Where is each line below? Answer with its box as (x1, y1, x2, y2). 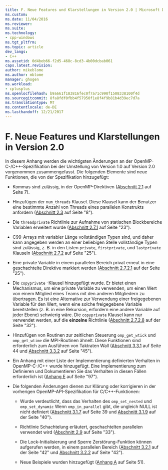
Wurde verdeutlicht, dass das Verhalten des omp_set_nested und (19, 398, 152, 404)
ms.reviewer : (5, 21, 32, 26)
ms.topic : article (5, 44, 43, 49)
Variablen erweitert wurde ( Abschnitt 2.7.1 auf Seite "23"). (12, 224, 131, 230)
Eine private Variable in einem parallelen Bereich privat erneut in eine (12, 259, 155, 265)
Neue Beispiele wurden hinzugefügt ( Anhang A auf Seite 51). (19, 459, 145, 465)
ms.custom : (5, 12, 28, 17)
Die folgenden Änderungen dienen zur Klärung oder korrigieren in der (12, 383, 156, 389)
